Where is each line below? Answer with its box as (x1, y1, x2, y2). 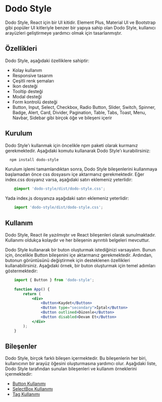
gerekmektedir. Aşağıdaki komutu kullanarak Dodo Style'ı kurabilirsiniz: (5, 148, 151, 154)
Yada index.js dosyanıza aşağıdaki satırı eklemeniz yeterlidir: (5, 195, 129, 201)
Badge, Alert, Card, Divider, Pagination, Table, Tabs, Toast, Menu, (12, 109, 147, 115)
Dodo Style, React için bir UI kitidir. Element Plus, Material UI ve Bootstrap (5, 19, 156, 25)
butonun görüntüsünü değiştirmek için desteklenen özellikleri (5, 257, 130, 263)
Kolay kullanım (12, 67, 42, 73)
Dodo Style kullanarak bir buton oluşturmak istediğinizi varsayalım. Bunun (5, 247, 156, 252)
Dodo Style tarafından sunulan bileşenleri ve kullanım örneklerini (5, 366, 137, 372)
